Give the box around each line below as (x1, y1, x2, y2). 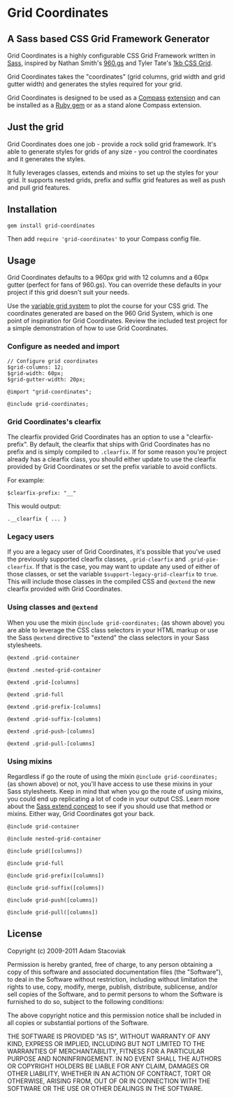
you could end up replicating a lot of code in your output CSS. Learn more (7, 794, 220, 803)
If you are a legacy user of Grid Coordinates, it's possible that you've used (7, 548, 221, 556)
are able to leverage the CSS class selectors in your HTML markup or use (7, 625, 219, 634)
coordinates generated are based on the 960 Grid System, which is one (7, 309, 213, 318)
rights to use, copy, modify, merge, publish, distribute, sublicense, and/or (7, 982, 218, 991)
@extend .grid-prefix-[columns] (7, 703, 101, 710)
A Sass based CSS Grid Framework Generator (7, 33, 210, 45)
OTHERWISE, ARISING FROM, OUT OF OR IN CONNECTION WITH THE (7, 1076, 211, 1085)
